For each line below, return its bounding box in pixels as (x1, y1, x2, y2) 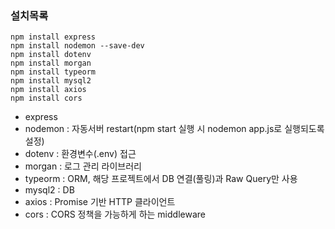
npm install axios (10, 85, 87, 95)
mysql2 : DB (24, 184, 75, 196)
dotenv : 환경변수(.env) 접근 (24, 148, 137, 160)
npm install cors (10, 93, 83, 104)
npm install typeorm (10, 67, 97, 77)
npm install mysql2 (10, 76, 92, 86)
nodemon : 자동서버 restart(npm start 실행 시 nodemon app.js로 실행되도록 (24, 123, 325, 135)
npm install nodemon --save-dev (10, 41, 145, 51)
